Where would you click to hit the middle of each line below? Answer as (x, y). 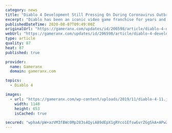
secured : (15, 123)
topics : (14, 81)
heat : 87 (15, 48)
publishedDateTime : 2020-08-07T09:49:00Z (50, 24)
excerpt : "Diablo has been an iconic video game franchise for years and (86, 19)
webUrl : (14, 34)
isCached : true (31, 113)
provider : (16, 62)
